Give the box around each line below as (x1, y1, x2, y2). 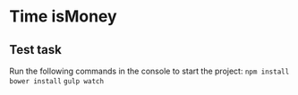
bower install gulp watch (9, 77, 105, 86)
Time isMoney (9, 6, 118, 27)
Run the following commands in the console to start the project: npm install (9, 65, 290, 76)
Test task (9, 42, 63, 57)
